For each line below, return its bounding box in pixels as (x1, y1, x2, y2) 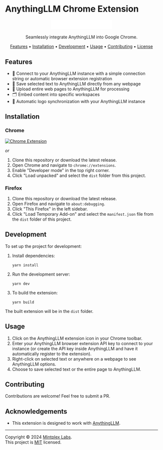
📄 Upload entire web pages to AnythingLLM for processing (12, 86, 130, 92)
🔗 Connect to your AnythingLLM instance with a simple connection (12, 70, 146, 76)
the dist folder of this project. (12, 216, 72, 222)
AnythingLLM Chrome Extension (5, 3, 139, 15)
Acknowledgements (5, 407, 67, 415)
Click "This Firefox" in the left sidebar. (12, 206, 88, 212)
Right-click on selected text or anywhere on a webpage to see (12, 356, 137, 362)
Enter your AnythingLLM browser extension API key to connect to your (12, 340, 153, 346)
